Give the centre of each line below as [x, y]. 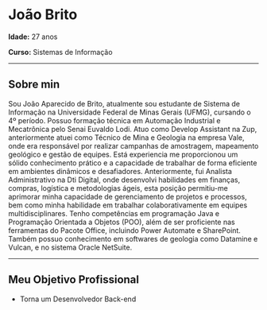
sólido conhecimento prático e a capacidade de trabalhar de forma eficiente [133, 163]
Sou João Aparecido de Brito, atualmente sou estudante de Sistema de [124, 103]
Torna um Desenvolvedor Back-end [78, 299]
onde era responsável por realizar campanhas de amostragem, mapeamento [133, 145]
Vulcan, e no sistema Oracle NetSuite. [70, 247]
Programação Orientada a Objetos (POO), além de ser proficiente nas [122, 222]
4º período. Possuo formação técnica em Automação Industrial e [114, 120]
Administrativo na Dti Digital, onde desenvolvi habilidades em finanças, [124, 180]
